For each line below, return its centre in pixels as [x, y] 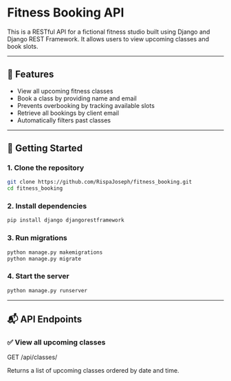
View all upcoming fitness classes [65, 91]
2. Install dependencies [47, 206]
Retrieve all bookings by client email [68, 113]
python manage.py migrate [44, 259]
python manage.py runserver [47, 290]
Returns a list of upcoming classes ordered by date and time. [93, 371]
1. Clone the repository [46, 168]
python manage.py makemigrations [55, 252]
